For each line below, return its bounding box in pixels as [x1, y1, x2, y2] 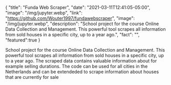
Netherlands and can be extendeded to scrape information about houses [5, 69, 159, 75]
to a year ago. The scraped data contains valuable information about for [5, 58, 157, 63]
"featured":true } [5, 37, 40, 43]
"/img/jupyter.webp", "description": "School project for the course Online [5, 20, 159, 27]
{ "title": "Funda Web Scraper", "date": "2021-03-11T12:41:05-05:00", [5, 5, 151, 10]
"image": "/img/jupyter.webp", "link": [5, 10, 83, 16]
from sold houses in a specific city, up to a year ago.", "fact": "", [5, 32, 140, 37]
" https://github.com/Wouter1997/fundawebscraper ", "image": [5, 15, 135, 21]
